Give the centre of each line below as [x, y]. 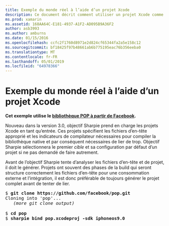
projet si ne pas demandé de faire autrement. [52, 152]
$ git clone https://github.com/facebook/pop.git [68, 193]
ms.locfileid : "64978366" [32, 66]
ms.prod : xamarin [23, 19]
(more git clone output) [44, 203]
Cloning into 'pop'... [33, 198]
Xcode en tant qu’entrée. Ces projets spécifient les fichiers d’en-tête [76, 131]
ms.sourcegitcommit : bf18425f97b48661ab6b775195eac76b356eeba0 [73, 47]
